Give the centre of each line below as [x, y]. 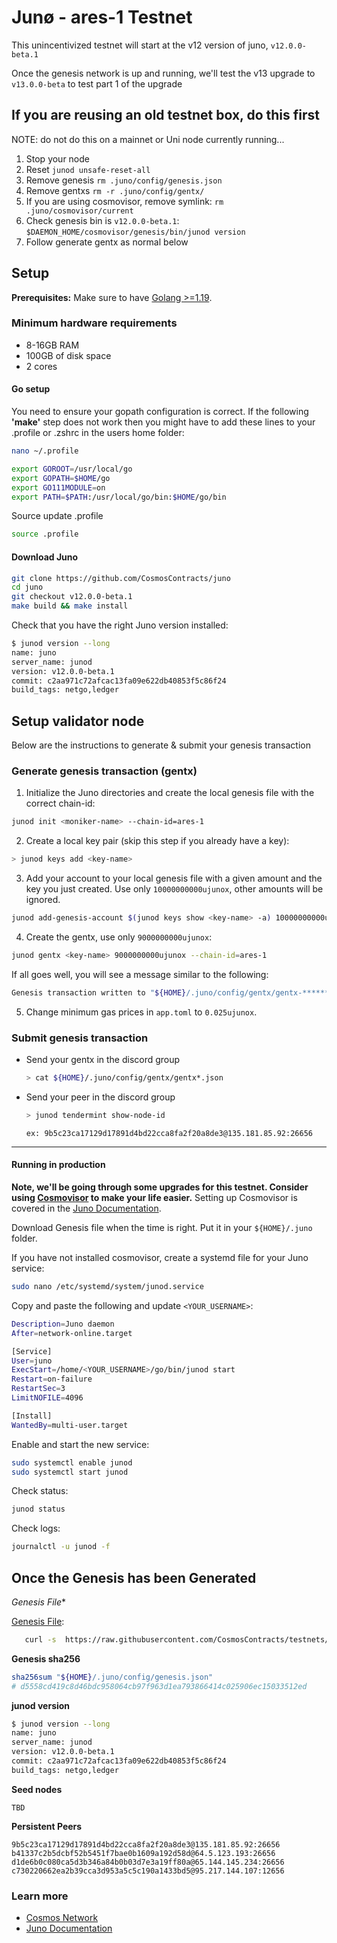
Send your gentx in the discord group [103, 1060]
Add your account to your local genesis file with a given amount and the [174, 878]
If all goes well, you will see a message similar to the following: [140, 974]
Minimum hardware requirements [94, 323]
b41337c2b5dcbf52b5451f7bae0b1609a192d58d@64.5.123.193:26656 [143, 1853]
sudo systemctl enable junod [72, 1462]
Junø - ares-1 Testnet [102, 17]
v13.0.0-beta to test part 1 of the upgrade [97, 83]
